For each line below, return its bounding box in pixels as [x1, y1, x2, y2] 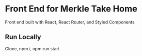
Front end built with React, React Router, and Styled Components [5, 19, 135, 25]
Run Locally [5, 33, 41, 41]
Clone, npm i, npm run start [5, 45, 60, 51]
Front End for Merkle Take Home [5, 3, 138, 14]
